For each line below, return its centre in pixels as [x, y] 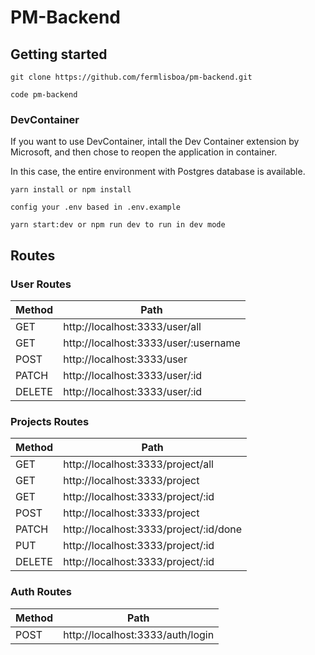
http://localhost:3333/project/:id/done [153, 529]
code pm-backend [44, 95]
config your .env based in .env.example [96, 207]
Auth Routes [41, 592]
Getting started [59, 54]
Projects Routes [50, 421]
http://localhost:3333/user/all [132, 326]
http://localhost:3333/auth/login [139, 634]
